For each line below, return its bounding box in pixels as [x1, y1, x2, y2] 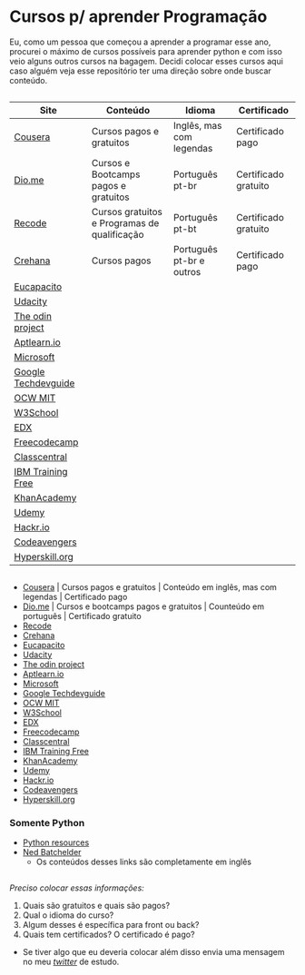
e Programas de [91, 217, 160, 230]
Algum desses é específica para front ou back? [22, 920, 200, 931]
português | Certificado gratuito [22, 610, 143, 621]
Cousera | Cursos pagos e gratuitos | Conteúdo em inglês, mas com [22, 581, 277, 592]
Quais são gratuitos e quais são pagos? [22, 901, 171, 911]
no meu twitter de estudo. [22, 956, 120, 968]
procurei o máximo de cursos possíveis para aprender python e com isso [9, 45, 283, 56]
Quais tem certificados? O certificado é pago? [22, 929, 195, 941]
